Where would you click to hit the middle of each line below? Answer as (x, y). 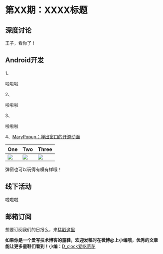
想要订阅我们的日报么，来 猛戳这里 (40, 230)
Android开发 (24, 60)
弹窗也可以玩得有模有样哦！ (34, 169)
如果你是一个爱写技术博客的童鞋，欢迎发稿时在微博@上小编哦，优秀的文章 (82, 240)
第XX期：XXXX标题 (47, 10)
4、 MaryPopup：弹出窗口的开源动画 (43, 136)
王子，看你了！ (20, 43)
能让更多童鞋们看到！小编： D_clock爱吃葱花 (50, 247)
